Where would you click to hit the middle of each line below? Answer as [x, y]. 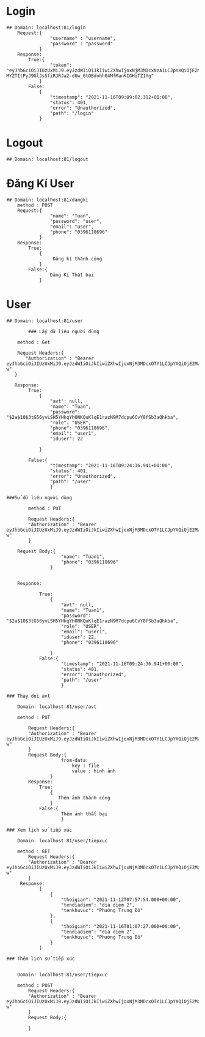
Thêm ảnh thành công [85, 798]
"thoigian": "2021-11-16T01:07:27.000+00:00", [121, 926]
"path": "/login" [72, 113]
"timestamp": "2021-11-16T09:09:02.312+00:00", [111, 97]
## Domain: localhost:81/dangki [47, 200]
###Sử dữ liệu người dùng [39, 497]
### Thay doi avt [28, 696]
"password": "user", [76, 221]
